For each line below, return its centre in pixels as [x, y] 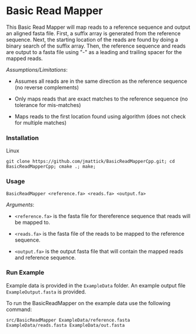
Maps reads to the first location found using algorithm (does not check [100, 116]
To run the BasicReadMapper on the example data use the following [88, 303]
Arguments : [20, 205]
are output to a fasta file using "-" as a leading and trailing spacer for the [94, 52]
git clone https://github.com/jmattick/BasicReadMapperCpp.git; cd [91, 162]
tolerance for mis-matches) [48, 105]
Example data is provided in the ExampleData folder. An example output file [96, 285]
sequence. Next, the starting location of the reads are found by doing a [92, 39]
